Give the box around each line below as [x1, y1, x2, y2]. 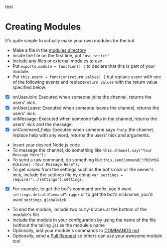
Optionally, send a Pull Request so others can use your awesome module [12, 233, 163, 239]
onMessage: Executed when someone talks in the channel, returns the [12, 116, 157, 122]
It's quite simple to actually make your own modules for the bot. [5, 37, 136, 43]
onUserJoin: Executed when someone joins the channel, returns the [12, 94, 152, 100]
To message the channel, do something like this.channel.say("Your [12, 147, 152, 153]
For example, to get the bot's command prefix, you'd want [12, 186, 132, 192]
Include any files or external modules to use [12, 58, 103, 64]
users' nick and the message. [12, 122, 73, 127]
